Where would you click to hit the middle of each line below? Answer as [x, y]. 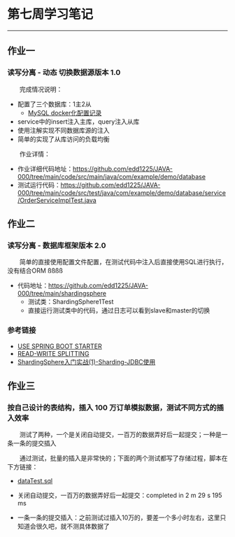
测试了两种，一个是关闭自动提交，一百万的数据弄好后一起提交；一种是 [121, 435]
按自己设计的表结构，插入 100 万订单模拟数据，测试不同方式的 [112, 408]
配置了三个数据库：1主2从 [55, 104]
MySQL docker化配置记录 [65, 113]
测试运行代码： [39, 185]
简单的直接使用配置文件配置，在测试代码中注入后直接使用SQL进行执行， [124, 262]
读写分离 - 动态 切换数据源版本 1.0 [64, 73]
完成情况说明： [41, 89]
